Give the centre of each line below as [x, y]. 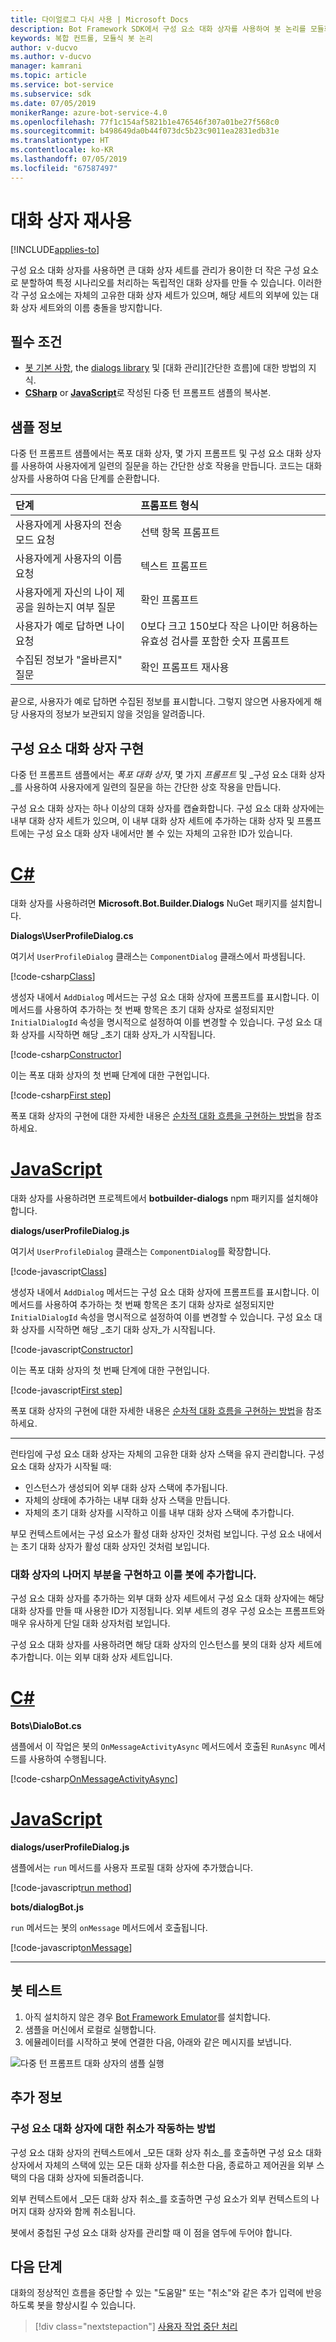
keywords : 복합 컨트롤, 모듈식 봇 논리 [81, 38]
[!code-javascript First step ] [66, 1390]
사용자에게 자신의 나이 [64, 593]
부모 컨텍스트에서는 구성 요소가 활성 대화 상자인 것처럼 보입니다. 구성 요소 [153, 1533]
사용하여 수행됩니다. [67, 1759]
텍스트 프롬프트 [174, 566]
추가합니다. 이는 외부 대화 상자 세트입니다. [91, 1657]
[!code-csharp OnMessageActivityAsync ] [94, 1779]
